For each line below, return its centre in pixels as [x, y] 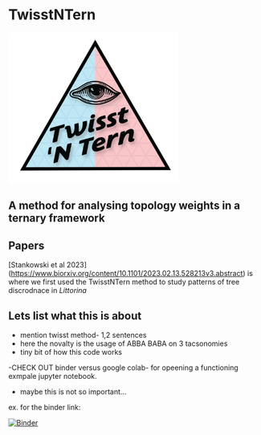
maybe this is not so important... [73, 392]
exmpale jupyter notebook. [53, 376]
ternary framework [57, 218]
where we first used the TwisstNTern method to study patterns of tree [124, 282]
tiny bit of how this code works [71, 352]
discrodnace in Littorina [47, 291]
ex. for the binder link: [45, 407]
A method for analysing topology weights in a [124, 206]
